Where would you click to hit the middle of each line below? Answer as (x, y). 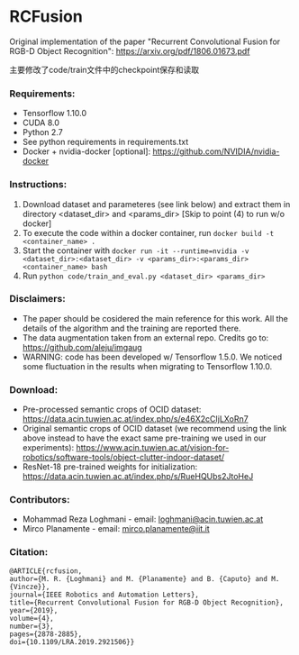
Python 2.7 (42, 132)
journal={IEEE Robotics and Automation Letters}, (104, 595)
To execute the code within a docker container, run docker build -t (148, 232)
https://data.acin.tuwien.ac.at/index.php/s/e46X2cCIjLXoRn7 (136, 419)
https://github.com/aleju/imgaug (82, 347)
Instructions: (38, 185)
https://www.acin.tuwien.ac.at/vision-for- (153, 448)
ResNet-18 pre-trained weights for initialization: (110, 467)
